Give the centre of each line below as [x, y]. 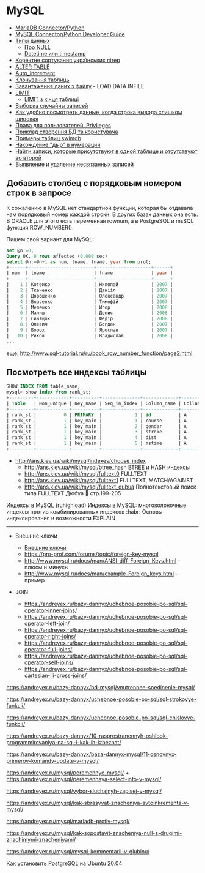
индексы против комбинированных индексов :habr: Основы [85, 511]
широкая [27, 118]
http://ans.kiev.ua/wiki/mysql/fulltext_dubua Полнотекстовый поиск [110, 487]
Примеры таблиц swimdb [48, 138]
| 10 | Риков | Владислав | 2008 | [90, 335]
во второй [28, 157]
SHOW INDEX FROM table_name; [43, 386]
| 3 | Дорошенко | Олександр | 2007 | [90, 296]
